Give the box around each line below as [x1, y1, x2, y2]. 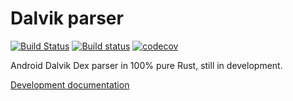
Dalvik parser [10, 7, 124, 30]
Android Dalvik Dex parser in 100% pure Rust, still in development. [10, 59, 283, 71]
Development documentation [10, 78, 130, 91]
